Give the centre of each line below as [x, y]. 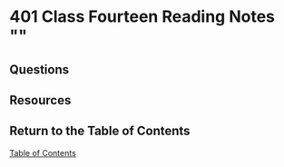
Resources [40, 100]
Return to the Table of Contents [100, 131]
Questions [39, 69]
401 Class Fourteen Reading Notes [142, 17]
